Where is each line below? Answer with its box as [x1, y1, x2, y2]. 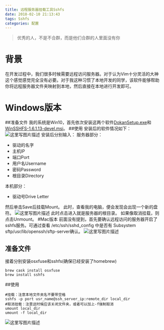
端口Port [12, 154, 30, 160]
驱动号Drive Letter [12, 194, 49, 200]
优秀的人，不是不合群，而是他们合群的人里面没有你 [17, 35, 120, 41]
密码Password [12, 167, 41, 173]
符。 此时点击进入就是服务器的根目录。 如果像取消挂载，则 [5, 210, 160, 216]
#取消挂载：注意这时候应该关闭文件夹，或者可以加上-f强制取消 [5, 302, 114, 306]
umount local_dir [5, 306, 41, 311]
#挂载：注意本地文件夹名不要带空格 [5, 292, 66, 297]
